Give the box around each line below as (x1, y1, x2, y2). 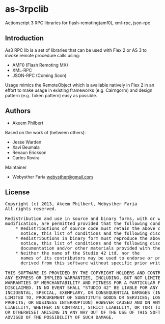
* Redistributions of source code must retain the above (15, 226, 156, 231)
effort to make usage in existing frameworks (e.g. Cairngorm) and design (5, 87, 153, 93)
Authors (5, 107, 31, 115)
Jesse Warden (12, 139, 42, 145)
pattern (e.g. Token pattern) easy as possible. (5, 92, 97, 98)
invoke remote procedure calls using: (5, 52, 80, 58)
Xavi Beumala (12, 144, 40, 150)
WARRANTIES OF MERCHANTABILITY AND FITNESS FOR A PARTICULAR (5, 280, 156, 286)
